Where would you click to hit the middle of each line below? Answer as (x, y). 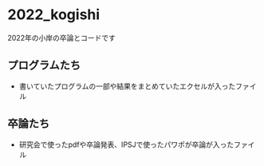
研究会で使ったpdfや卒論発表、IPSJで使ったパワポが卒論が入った (126, 144)
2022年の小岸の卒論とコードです (62, 38)
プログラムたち (44, 65)
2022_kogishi (54, 15)
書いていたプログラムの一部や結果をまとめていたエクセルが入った (127, 86)
